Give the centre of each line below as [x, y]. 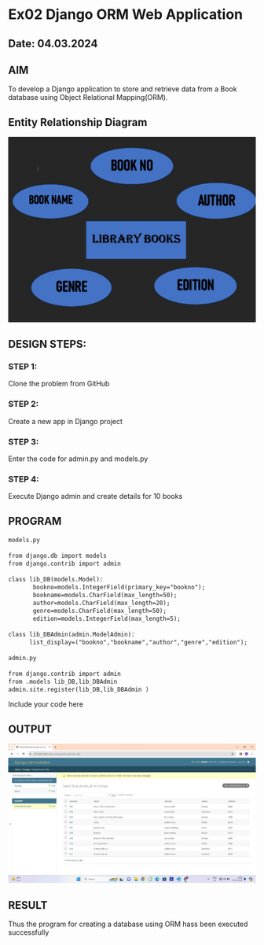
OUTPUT [30, 729]
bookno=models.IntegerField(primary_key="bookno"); [119, 588]
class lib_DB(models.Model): [56, 580]
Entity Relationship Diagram [78, 122]
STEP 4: [24, 479]
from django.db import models [58, 556]
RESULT [28, 905]
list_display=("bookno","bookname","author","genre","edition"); [138, 643]
